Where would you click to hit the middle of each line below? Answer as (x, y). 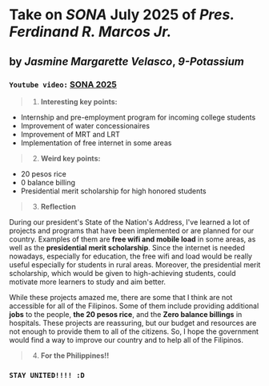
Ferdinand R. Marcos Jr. (90, 32)
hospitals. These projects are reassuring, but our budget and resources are (133, 323)
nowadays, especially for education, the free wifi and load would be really (131, 256)
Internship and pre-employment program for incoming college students (138, 117)
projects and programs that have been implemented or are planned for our (132, 230)
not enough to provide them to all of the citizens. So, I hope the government (134, 331)
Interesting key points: (79, 101)
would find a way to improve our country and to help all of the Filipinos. (126, 339)
